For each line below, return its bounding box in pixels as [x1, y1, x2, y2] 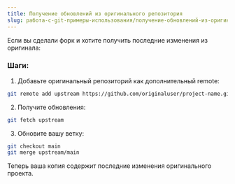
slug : [7, 17, 23, 24]
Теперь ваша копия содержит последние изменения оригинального [7, 162, 212, 170]
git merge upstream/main [7, 149, 80, 156]
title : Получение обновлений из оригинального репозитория [7, 10, 183, 17]
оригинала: [7, 43, 41, 52]
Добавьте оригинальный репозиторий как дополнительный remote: [17, 76, 220, 85]
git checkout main [7, 143, 61, 150]
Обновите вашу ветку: [17, 129, 85, 137]
